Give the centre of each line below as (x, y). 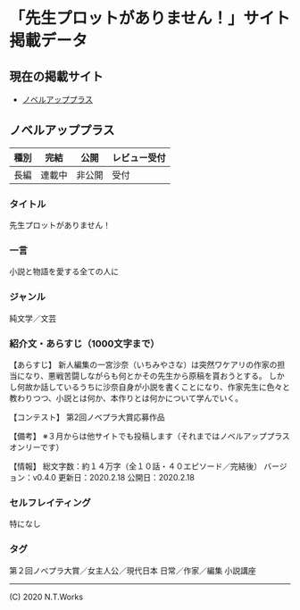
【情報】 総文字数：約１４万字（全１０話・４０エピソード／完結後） (135, 466)
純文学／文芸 (33, 318)
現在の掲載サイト (56, 76)
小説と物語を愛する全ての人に (64, 272)
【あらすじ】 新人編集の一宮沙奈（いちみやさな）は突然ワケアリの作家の (143, 364)
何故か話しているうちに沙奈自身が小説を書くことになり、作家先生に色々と (154, 387)
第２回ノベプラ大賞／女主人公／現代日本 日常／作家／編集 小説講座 (133, 570)
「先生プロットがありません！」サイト (150, 18)
